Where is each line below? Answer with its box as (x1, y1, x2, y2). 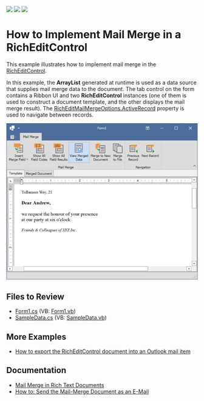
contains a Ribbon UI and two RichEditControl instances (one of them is (6, 92, 187, 99)
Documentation (6, 365, 67, 376)
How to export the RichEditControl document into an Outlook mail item (15, 348, 191, 355)
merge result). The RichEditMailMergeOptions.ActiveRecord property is (6, 104, 185, 112)
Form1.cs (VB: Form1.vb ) (15, 308, 76, 315)
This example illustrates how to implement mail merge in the (6, 61, 157, 68)
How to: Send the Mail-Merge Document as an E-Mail (15, 388, 149, 395)
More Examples (6, 331, 67, 342)
